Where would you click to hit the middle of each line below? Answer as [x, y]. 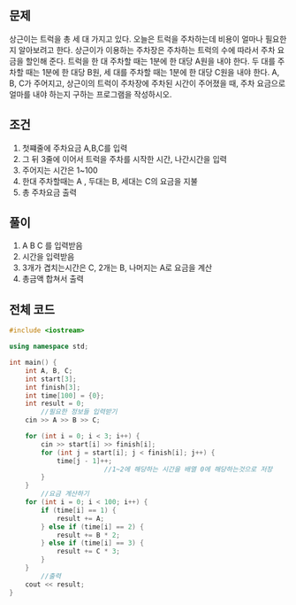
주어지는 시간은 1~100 [60, 170]
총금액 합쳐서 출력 [53, 279]
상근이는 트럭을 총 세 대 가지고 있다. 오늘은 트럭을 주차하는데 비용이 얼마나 [136, 39]
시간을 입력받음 [48, 257]
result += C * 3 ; [88, 552]
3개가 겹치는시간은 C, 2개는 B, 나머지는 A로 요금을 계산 [117, 268]
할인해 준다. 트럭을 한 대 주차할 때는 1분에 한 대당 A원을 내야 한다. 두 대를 [150, 61]
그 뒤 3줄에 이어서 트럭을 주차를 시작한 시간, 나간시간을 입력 [124, 159]
